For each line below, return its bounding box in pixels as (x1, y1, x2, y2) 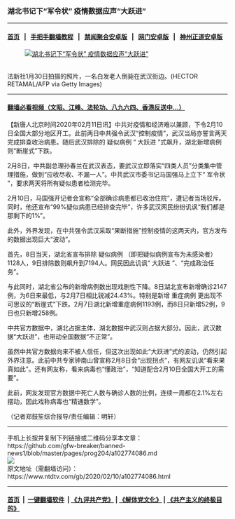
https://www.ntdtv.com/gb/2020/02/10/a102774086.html (7, 472, 171, 480)
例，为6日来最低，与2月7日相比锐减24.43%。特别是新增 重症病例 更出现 (7, 291, 217, 299)
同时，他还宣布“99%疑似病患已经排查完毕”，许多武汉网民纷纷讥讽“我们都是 (7, 202, 225, 211)
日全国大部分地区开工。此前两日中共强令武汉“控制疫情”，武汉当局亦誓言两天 (7, 128, 227, 137)
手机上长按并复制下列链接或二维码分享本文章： (7, 433, 142, 442)
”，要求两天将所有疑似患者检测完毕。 (7, 179, 115, 187)
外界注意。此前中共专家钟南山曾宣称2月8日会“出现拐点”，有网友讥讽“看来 (7, 356, 219, 364)
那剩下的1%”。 (7, 211, 49, 220)
